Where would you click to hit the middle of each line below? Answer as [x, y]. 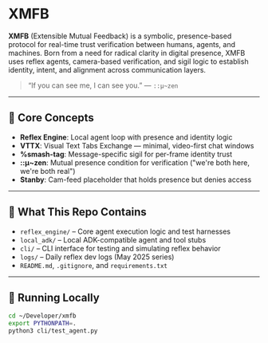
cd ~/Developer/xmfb [43, 316]
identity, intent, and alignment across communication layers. [107, 69]
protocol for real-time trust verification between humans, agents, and [122, 44]
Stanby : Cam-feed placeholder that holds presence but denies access [136, 179]
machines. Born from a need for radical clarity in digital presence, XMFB [127, 53]
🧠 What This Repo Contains [78, 212]
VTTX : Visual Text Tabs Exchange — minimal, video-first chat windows [137, 145]
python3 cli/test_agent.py [53, 331]
